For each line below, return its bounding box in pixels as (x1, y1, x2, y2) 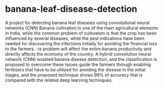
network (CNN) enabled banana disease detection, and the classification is (5, 56, 157, 62)
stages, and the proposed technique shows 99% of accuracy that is (5, 72, 143, 78)
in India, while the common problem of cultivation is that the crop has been (5, 30, 157, 36)
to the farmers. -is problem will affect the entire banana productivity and (5, 46, 152, 52)
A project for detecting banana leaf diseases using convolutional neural (5, 20, 150, 26)
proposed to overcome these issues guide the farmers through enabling (5, 61, 151, 67)
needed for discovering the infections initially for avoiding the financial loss (5, 40, 158, 46)
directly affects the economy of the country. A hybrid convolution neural (5, 51, 152, 57)
